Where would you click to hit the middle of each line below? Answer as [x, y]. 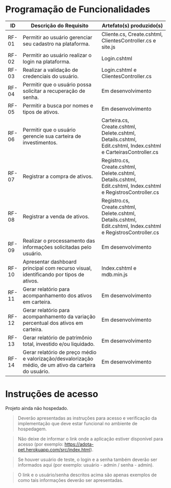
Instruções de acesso [52, 394]
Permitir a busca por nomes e [58, 106]
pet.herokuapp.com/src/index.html [54, 449]
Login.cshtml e [119, 70]
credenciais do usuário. [51, 76]
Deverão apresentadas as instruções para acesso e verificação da [87, 418]
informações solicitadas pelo [57, 247]
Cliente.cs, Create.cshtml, [132, 34]
